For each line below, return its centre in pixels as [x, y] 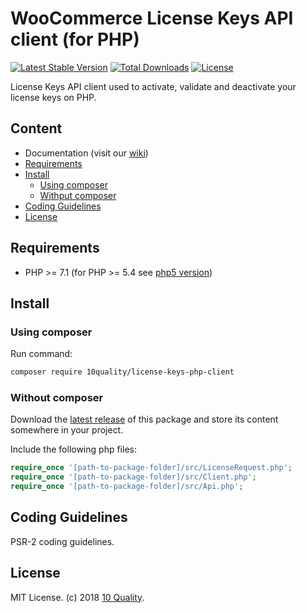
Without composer [57, 398]
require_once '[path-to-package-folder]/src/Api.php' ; [127, 487]
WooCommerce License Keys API [152, 18]
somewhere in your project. [67, 430]
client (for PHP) [75, 39]
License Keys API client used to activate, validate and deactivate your [153, 86]
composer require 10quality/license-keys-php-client [122, 372]
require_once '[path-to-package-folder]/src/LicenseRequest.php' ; [151, 468]
